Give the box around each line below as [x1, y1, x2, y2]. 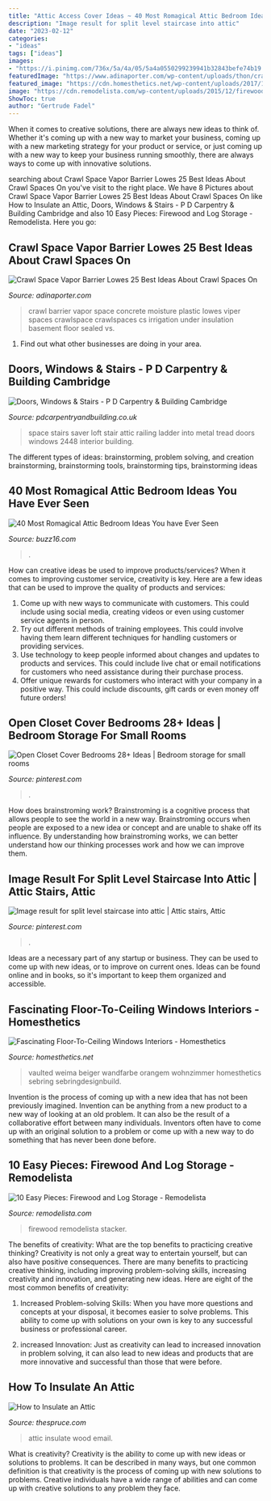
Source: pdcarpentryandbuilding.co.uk [8, 412, 137, 421]
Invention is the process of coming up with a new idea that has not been [8, 1093, 248, 1101]
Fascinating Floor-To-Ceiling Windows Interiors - [8, 1002, 260, 1016]
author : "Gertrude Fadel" [8, 102, 95, 110]
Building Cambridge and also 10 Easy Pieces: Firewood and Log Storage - [8, 209, 253, 218]
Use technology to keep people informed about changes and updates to [19, 649, 260, 659]
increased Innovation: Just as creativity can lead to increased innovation [19, 1339, 261, 1349]
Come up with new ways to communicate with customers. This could [19, 598, 250, 607]
